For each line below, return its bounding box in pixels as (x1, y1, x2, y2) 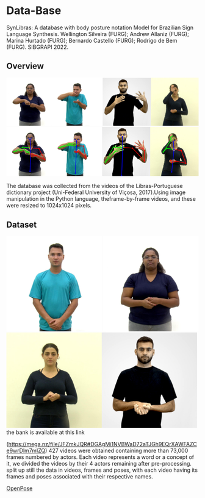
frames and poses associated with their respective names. (6, 473, 154, 480)
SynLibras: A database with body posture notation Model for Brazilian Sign (6, 24, 194, 31)
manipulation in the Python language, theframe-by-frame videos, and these (6, 195, 196, 203)
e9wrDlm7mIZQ (6, 447, 46, 455)
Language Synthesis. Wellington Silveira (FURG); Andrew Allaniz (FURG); (6, 30, 189, 37)
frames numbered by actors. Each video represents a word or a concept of (6, 453, 194, 461)
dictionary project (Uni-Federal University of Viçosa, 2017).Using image (6, 189, 186, 196)
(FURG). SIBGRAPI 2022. (6, 43, 69, 51)
